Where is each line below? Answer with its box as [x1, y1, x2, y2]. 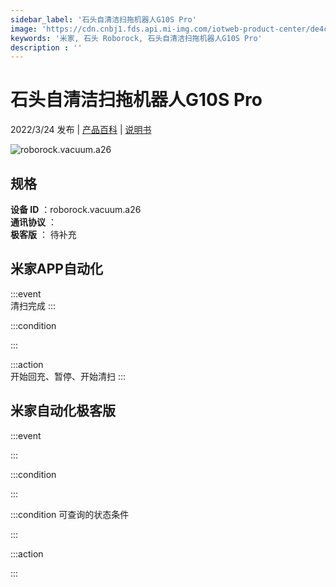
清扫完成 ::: [10, 299, 57, 311]
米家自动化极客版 [10, 402, 116, 420]
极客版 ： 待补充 [10, 229, 77, 240]
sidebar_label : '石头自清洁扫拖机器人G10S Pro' [10, 14, 197, 25]
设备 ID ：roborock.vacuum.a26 [10, 204, 142, 215]
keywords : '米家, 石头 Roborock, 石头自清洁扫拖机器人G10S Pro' [10, 33, 263, 43]
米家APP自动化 [10, 261, 103, 278]
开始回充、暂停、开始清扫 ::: [10, 370, 127, 382]
